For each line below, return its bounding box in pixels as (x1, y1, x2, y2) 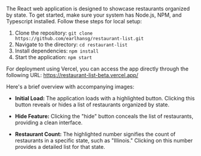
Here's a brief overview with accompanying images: (6, 83, 135, 90)
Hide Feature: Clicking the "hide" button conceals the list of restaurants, (14, 113, 193, 120)
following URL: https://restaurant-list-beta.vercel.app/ (6, 72, 139, 78)
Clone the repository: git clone (14, 29, 93, 36)
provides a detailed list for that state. (14, 143, 106, 150)
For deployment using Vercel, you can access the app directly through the (6, 65, 189, 72)
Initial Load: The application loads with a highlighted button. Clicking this (14, 95, 195, 102)
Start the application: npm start (14, 54, 93, 60)
